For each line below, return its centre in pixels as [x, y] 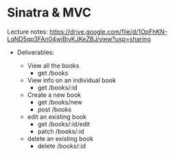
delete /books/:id [61, 146]
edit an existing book [57, 116]
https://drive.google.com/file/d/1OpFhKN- [108, 32]
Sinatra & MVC [49, 13]
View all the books [53, 65]
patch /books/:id [61, 131]
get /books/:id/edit [64, 124]
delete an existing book [60, 138]
